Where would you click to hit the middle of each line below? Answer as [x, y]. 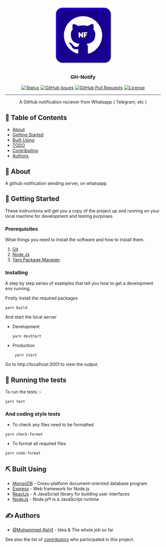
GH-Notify [83, 77]
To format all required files [39, 444]
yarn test [15, 402]
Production [23, 346]
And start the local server [31, 317]
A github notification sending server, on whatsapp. [56, 183]
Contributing [25, 150]
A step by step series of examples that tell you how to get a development [79, 283]
